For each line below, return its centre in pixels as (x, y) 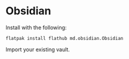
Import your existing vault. (38, 49)
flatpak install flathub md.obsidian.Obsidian (64, 38)
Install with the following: (36, 27)
